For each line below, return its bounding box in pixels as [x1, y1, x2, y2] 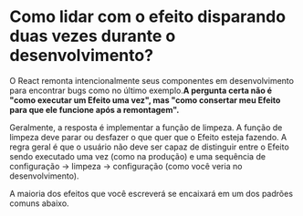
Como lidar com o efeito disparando [9, 6, 286, 27]
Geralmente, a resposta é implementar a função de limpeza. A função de [9, 121, 283, 133]
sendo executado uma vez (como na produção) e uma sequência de [9, 150, 266, 161]
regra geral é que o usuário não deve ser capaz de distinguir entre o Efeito [9, 141, 289, 152]
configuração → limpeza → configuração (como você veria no [9, 160, 243, 171]
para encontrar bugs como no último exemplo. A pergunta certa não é [9, 85, 272, 96]
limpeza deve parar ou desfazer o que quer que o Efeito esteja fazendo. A [9, 131, 287, 142]
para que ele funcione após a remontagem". [9, 104, 180, 115]
